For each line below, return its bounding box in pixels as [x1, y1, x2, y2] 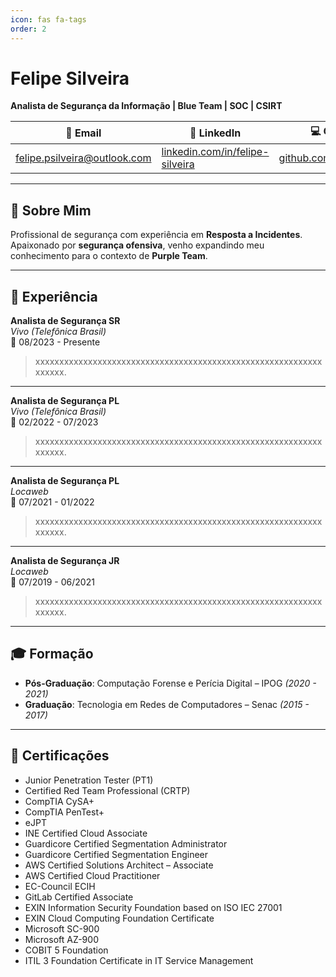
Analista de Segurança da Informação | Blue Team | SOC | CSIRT [10, 100, 283, 112]
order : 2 [10, 24, 47, 34]
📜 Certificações [10, 747, 110, 765]
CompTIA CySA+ [24, 795, 95, 807]
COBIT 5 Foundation [24, 944, 109, 956]
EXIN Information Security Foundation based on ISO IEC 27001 [24, 901, 283, 913]
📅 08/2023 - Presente [10, 336, 101, 348]
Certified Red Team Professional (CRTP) [24, 784, 191, 796]
